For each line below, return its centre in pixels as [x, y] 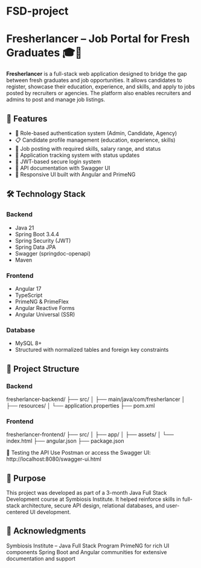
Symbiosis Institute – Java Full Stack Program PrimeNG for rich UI [88, 546]
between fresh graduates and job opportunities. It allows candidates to [94, 81]
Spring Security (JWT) [43, 240]
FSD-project [37, 11]
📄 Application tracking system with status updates [77, 155]
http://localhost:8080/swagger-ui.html [54, 459]
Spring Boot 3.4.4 [37, 234]
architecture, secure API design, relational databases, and [93, 506]
